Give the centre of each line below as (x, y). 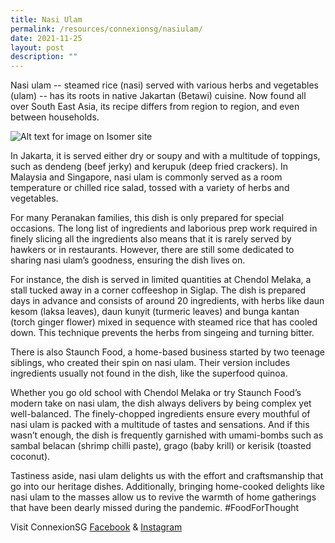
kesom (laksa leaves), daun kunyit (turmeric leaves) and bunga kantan (155, 312)
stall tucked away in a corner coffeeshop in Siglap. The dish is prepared (158, 290)
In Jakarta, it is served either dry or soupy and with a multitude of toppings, (165, 156)
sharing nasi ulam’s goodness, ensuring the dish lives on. (128, 260)
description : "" (44, 57)
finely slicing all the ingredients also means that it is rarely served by (151, 239)
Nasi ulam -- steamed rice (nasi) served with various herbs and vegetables (164, 85)
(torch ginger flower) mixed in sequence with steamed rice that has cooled (164, 322)
